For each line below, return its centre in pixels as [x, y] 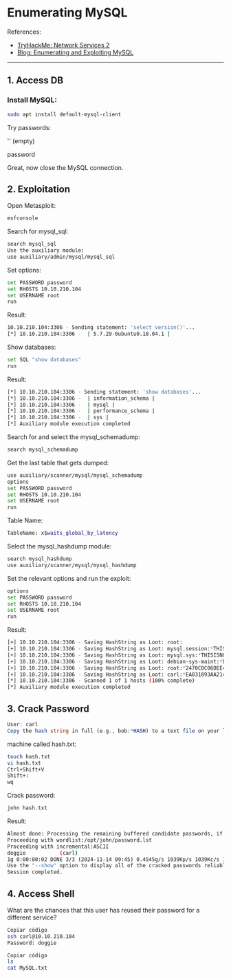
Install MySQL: [32, 100]
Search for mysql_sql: [38, 231]
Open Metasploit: [32, 206]
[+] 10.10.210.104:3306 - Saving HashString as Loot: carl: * [97, 674]
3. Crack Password [48, 709]
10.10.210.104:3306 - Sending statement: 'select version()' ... [101, 328]
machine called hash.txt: [42, 744]
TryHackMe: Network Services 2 [63, 45]
